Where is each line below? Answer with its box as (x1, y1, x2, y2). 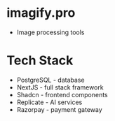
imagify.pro (6, 5, 76, 21)
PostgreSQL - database (16, 76, 85, 84)
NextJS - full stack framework (16, 83, 104, 92)
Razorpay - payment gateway (16, 105, 102, 113)
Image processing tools (16, 28, 85, 36)
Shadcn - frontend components (16, 90, 108, 99)
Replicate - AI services (16, 98, 83, 106)
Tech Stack (6, 52, 74, 69)
